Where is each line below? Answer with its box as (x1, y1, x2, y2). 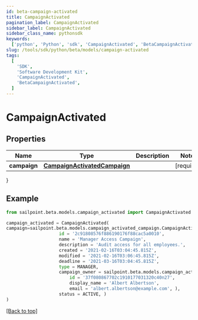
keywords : (6, 36, 31, 42)
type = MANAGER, (58, 263, 99, 270)
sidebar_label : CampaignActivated (6, 25, 91, 31)
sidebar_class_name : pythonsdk (6, 31, 83, 37)
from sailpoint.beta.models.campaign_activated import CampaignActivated (6, 209, 192, 215)
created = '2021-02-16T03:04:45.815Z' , (58, 247, 157, 253)
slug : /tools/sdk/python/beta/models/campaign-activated (6, 47, 149, 53)
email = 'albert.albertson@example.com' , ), (69, 286, 181, 292)
